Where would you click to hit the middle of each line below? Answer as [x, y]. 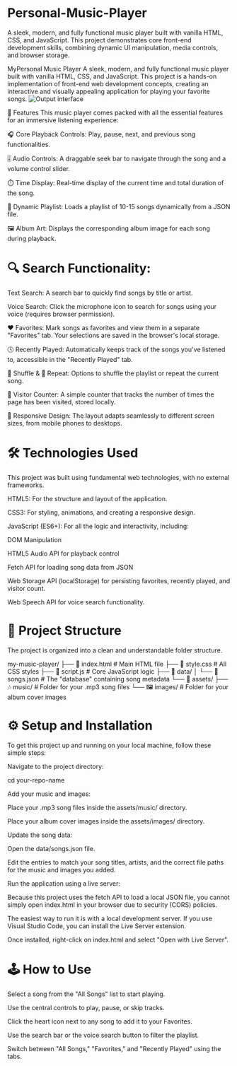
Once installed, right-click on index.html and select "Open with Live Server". [118, 939]
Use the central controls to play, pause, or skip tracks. [86, 1007]
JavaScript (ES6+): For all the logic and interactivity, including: [98, 526]
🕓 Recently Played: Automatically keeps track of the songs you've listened [116, 349]
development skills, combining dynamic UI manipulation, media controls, [112, 47]
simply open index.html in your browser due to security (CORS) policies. [112, 904]
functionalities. [29, 144]
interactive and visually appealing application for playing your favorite [109, 91]
